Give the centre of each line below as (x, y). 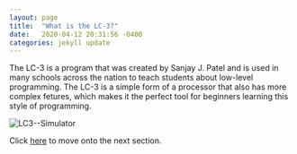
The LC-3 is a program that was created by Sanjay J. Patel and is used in (144, 68)
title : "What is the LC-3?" (64, 26)
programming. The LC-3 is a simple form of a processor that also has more (148, 87)
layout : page (34, 17)
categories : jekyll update (60, 43)
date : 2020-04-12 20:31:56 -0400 (76, 34)
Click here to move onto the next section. (85, 141)
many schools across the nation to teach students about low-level (131, 78)
